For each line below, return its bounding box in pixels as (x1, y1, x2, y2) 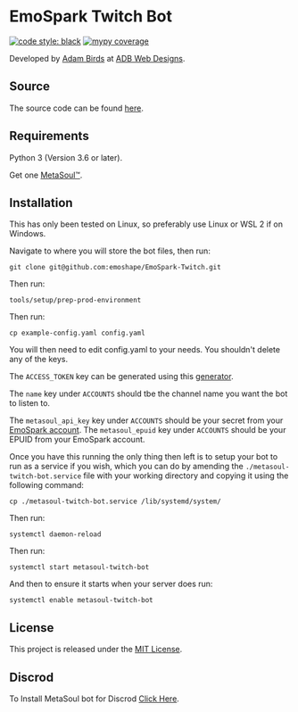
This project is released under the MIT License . (9, 644, 183, 655)
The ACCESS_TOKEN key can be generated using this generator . (9, 371, 234, 382)
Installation (9, 195, 73, 211)
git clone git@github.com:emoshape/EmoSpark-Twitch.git (9, 263, 221, 272)
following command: (9, 480, 85, 491)
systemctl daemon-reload (9, 530, 102, 539)
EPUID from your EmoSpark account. (9, 435, 145, 445)
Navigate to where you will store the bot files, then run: (9, 245, 211, 256)
